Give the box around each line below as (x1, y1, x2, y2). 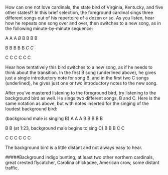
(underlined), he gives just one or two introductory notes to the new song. (5, 80, 158, 86)
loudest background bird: (5, 106, 58, 111)
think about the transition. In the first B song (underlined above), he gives (5, 69, 156, 75)
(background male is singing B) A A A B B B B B (5, 115, 103, 121)
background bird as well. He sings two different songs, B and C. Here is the (5, 95, 160, 101)
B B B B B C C (5, 45, 34, 50)
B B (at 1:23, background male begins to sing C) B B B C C (5, 125, 125, 131)
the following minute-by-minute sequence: (5, 25, 93, 31)
